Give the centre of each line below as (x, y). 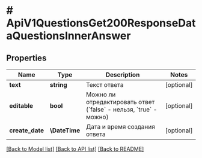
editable (21, 106)
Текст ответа (105, 85)
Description (123, 75)
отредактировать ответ (121, 102)
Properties (26, 58)
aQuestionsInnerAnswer (69, 36)
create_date (26, 130)
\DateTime (65, 130)
